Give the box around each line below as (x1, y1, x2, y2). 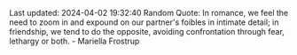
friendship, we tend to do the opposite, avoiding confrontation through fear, (9, 27, 285, 36)
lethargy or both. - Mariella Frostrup (9, 35, 140, 46)
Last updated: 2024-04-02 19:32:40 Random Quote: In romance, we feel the (9, 8, 289, 18)
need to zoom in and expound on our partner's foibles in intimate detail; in (9, 17, 279, 27)
